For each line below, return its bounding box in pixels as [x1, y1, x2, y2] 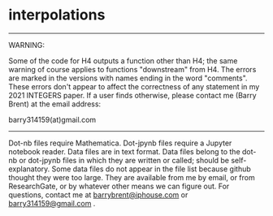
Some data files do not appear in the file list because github [51, 164, 252, 174]
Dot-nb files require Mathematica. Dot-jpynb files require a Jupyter [8, 138, 232, 148]
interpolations [8, 6, 106, 24]
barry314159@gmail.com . [8, 198, 96, 208]
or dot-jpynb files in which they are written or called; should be [19, 155, 230, 165]
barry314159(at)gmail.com [8, 114, 97, 124]
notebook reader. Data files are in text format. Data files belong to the [8, 146, 241, 156]
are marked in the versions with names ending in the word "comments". [8, 73, 248, 83]
